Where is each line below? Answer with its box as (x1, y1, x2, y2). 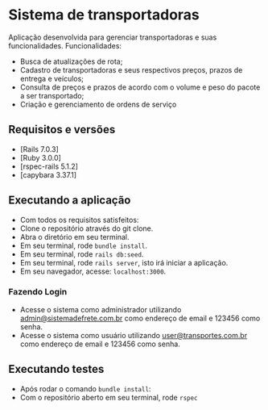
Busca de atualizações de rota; (19, 56, 123, 66)
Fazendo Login (8, 287, 68, 298)
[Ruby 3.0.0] (19, 153, 62, 162)
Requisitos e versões (8, 123, 116, 136)
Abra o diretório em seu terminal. (19, 232, 130, 241)
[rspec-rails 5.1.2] (19, 161, 79, 171)
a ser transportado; (19, 90, 85, 100)
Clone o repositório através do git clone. (19, 224, 154, 233)
